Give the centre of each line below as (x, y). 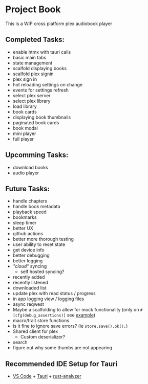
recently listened (30, 283)
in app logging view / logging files (48, 299)
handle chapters (30, 201)
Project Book (33, 9)
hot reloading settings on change (48, 84)
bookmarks (25, 217)
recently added (29, 277)
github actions (28, 234)
